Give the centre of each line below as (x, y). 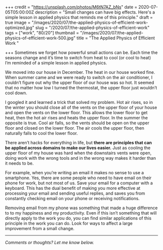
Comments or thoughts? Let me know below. (50, 242)
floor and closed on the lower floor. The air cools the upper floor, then (75, 128)
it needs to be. (19, 163)
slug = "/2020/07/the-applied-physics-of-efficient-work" (92, 28)
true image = (18, 22)
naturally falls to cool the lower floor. (41, 133)
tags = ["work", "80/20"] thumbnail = (42, 33)
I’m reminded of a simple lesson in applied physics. (56, 63)
